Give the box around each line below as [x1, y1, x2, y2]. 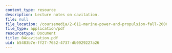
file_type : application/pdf [5, 26, 66, 31]
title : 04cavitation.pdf [5, 36, 58, 41]
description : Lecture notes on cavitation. [5, 12, 100, 17]
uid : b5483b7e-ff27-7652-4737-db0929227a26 [5, 40, 100, 45]
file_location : [5, 21, 38, 27]
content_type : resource [5, 7, 56, 13]
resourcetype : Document [5, 31, 56, 36]
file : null [5, 17, 29, 22]
